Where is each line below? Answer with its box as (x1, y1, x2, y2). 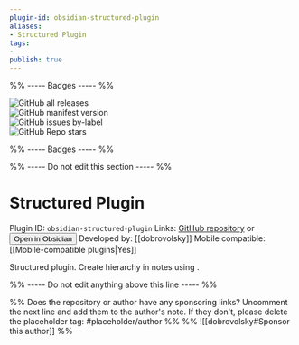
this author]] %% (9, 325, 73, 336)
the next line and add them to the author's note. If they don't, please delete (9, 306, 288, 317)
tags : (9, 38, 30, 48)
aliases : (9, 22, 42, 31)
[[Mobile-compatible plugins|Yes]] (9, 244, 137, 255)
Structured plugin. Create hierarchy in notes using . (9, 261, 201, 272)
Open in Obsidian (14, 234, 72, 244)
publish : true (9, 55, 63, 64)
